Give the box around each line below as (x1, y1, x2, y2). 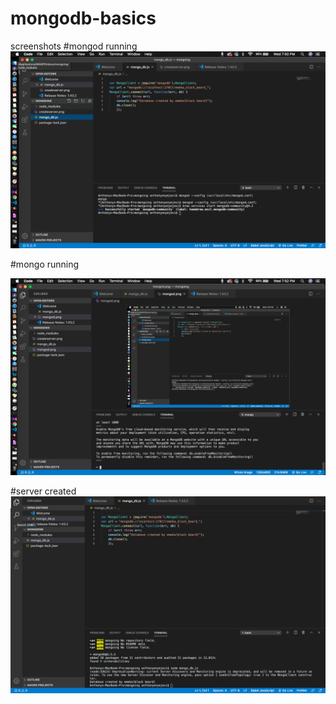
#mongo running (10, 258, 80, 270)
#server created (10, 485, 77, 497)
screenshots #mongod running (10, 40, 138, 52)
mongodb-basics (10, 7, 157, 30)
